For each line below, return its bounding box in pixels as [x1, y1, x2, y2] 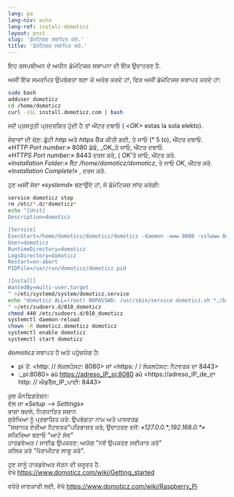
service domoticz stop [8, 194, 74, 202]
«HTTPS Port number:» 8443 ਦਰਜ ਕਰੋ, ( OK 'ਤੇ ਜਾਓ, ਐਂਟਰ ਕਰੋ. [8, 151, 176, 159]
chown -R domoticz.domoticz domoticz [8, 323, 117, 330]
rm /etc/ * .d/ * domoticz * [8, 201, 77, 208]
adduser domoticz [8, 95, 58, 103]
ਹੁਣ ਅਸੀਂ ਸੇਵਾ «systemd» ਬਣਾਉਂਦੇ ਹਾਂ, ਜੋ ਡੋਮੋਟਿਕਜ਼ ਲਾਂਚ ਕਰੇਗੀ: [8, 180, 160, 188]
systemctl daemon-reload [8, 316, 80, 323]
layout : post [8, 29, 46, 37]
